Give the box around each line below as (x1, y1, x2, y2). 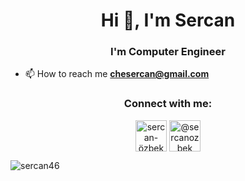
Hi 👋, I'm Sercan (100, 9, 236, 32)
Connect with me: (123, 97, 213, 111)
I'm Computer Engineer (110, 45, 226, 59)
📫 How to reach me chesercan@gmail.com (24, 68, 210, 80)
